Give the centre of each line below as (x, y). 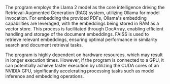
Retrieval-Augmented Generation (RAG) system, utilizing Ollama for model (82, 13)
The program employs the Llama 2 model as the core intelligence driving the (85, 7)
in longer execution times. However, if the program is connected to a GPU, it (84, 60)
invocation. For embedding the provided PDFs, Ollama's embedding (76, 18)
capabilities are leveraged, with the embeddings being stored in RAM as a (82, 23)
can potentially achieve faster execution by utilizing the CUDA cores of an (82, 66)
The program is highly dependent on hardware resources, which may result (84, 55)
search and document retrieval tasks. (44, 45)
